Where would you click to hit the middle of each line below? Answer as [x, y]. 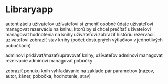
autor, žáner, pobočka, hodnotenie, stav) [48, 76]
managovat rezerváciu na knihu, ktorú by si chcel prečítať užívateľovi [78, 29]
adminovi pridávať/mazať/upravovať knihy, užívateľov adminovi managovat [84, 55]
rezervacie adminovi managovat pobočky [49, 60]
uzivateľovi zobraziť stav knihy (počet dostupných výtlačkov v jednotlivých [84, 40]
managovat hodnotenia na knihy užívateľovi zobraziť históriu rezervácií [80, 34]
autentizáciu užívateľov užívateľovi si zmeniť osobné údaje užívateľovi [79, 24]
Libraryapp [29, 9]
